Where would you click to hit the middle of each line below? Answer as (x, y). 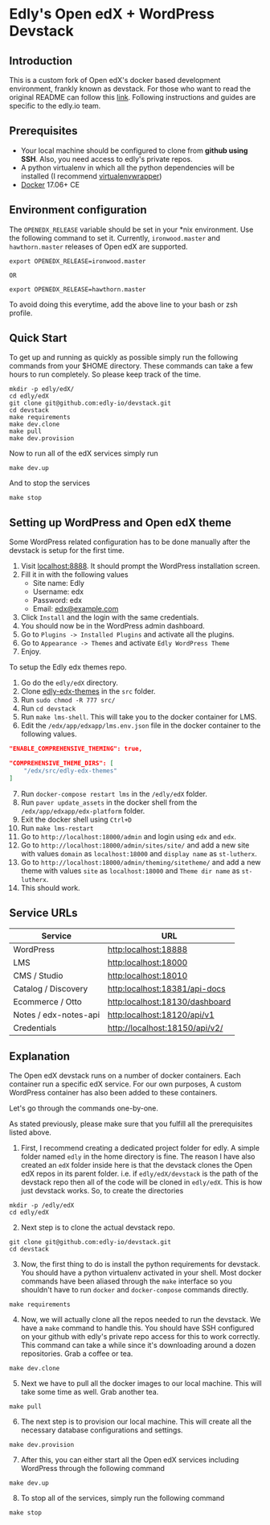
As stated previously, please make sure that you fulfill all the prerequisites (131, 1124)
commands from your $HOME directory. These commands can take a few (131, 366)
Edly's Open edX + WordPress (112, 14)
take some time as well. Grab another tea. (90, 1392)
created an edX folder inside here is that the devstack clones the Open (136, 1165)
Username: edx (58, 591)
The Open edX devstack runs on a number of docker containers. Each (125, 1076)
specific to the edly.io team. (55, 106)
